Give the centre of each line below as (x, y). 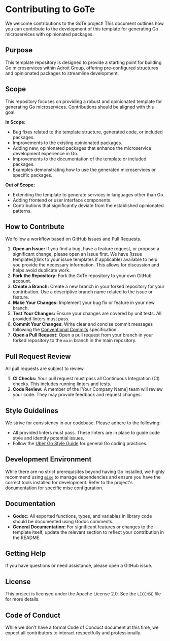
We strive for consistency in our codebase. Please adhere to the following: (83, 423)
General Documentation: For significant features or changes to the (83, 527)
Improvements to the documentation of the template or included (79, 159)
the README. (27, 537)
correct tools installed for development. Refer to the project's (69, 482)
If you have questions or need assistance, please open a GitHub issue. (79, 566)
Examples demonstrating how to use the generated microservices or (84, 170)
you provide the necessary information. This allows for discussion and (86, 265)
